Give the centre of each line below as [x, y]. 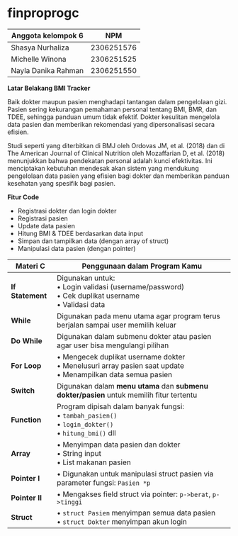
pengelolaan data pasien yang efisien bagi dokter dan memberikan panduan [119, 176]
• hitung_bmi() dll [86, 432]
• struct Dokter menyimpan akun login [122, 521]
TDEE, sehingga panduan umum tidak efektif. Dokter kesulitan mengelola [114, 117]
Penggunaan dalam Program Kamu [142, 266]
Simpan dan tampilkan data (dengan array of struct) [93, 241]
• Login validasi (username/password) [120, 286]
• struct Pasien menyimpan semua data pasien [136, 513]
